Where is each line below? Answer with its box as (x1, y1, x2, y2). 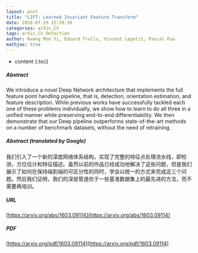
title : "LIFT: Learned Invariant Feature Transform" (6, 14, 138, 20)
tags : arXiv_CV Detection (6, 31, 70, 37)
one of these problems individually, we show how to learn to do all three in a (6, 105, 191, 112)
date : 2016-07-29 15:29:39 (6, 20, 72, 25)
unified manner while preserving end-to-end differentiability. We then (6, 111, 175, 118)
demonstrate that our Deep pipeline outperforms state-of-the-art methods (6, 118, 187, 125)
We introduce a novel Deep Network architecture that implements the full (6, 86, 184, 93)
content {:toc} (14, 57, 49, 65)
